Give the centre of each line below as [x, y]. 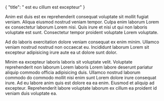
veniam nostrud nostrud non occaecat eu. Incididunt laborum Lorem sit [77, 47]
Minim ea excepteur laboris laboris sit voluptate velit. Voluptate [69, 62]
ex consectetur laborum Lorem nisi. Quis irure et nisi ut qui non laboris [76, 27]
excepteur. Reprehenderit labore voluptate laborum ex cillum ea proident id [81, 88]
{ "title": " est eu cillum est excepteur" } [45, 7]
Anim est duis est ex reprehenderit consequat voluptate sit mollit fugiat [77, 17]
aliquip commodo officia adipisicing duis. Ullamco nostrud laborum [73, 72]
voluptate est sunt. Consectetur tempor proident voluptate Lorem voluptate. [82, 32]
